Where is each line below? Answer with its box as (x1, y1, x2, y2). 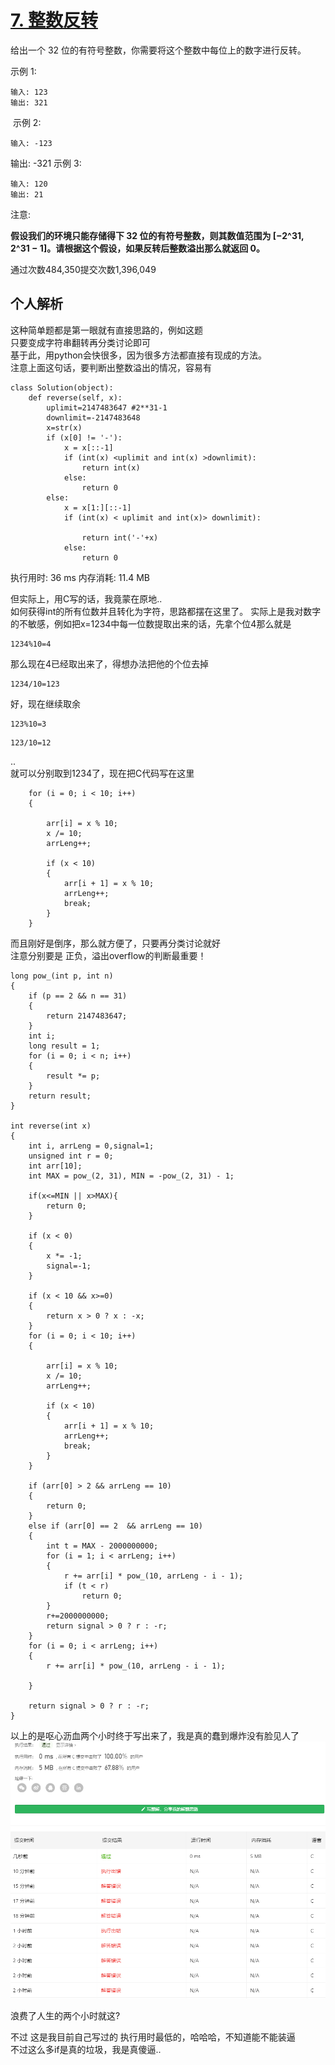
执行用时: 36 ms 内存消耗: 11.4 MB (10, 571, 151, 583)
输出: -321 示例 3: (10, 157, 82, 169)
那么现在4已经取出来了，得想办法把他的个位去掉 (10, 657, 210, 670)
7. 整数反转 (10, 9, 98, 32)
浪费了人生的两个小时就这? (10, 2010, 121, 2022)
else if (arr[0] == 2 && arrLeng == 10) (28, 1521, 203, 1531)
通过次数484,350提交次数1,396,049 (10, 263, 157, 275)
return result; (28, 1091, 92, 1101)
